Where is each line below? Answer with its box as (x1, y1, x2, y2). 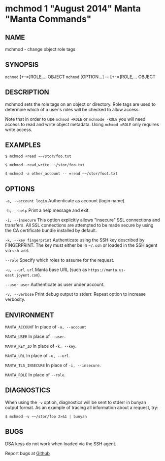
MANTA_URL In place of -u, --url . (5, 353, 70, 359)
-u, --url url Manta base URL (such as (5, 267, 87, 273)
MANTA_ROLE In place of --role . (5, 372, 66, 378)
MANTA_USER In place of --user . (5, 333, 66, 339)
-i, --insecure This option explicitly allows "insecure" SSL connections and (5, 217, 160, 223)
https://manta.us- (88, 268, 126, 273)
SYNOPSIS (5, 60, 39, 69)
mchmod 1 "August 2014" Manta (5, 3, 141, 14)
